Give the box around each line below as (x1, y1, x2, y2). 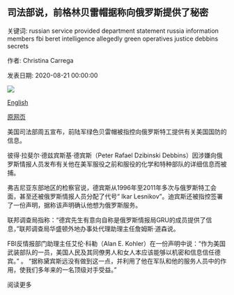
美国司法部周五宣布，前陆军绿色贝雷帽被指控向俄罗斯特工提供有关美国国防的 (7, 127, 227, 136)
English (7, 98, 29, 106)
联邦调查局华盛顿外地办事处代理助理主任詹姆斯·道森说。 (19, 224, 180, 233)
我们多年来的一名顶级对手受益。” (25, 265, 117, 274)
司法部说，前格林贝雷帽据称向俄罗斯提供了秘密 (7, 6, 209, 19)
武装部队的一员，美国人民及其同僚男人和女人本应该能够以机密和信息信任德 (7, 247, 221, 257)
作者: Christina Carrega (7, 56, 74, 64)
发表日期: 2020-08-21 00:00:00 (7, 71, 98, 79)
